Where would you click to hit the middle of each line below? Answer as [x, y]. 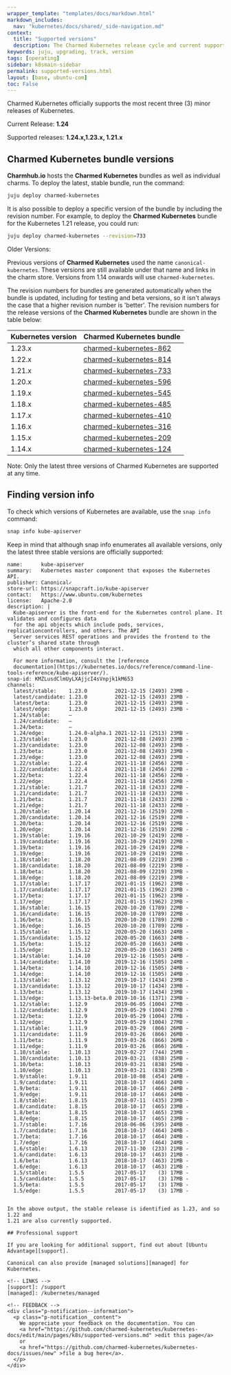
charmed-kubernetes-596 [128, 381]
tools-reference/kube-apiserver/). [58, 673]
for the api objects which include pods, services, [89, 625]
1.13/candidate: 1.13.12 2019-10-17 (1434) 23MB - [101, 986]
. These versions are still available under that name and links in [126, 270]
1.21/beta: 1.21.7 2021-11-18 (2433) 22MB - [101, 799]
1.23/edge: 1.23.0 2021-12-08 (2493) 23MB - [101, 757]
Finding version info [51, 495]
